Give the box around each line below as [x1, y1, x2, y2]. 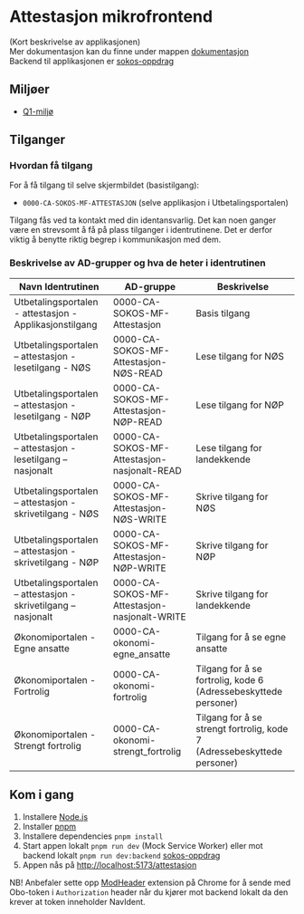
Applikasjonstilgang [14, 318, 98, 331]
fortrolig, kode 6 [195, 673, 264, 686]
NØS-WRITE [112, 513, 167, 525]
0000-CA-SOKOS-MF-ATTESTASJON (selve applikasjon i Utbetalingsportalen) [22, 197, 290, 208]
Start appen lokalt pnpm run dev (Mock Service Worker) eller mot [22, 840, 264, 851]
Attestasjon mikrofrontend [9, 6, 214, 27]
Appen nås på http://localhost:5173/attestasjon [22, 859, 197, 871]
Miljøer [9, 82, 50, 97]
